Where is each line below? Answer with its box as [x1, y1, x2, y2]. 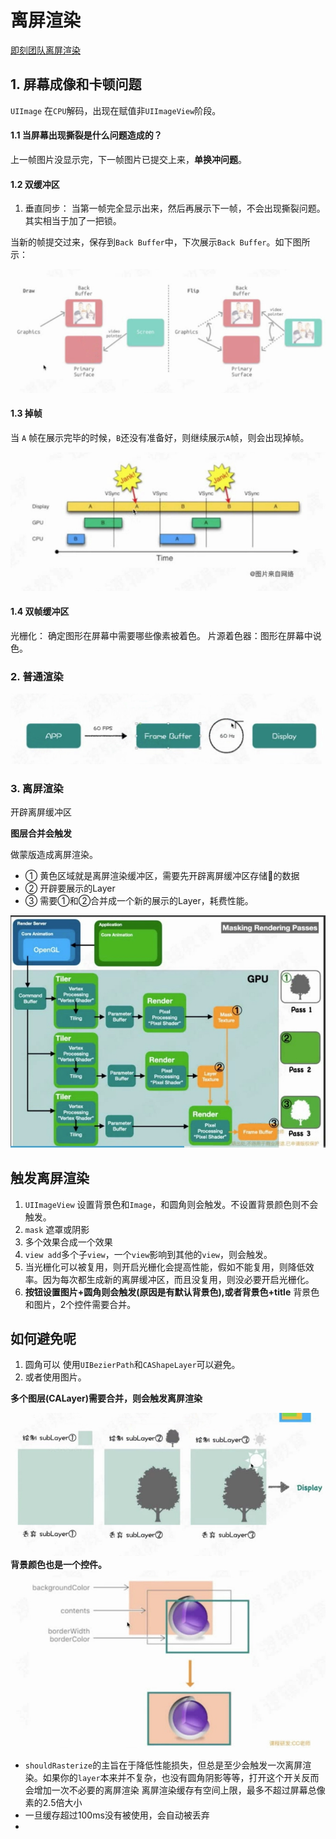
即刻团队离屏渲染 [10, 44, 81, 56]
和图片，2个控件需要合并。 [24, 1298, 137, 1310]
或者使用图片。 [24, 1371, 87, 1383]
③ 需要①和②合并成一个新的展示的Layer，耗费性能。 [24, 895, 254, 907]
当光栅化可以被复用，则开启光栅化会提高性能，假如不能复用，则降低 [24, 1261, 306, 1273]
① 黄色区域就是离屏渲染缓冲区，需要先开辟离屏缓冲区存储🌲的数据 [24, 870, 300, 882]
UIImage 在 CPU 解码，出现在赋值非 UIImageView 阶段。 [10, 104, 222, 116]
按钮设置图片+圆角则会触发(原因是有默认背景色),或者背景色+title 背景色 [24, 1286, 320, 1298]
